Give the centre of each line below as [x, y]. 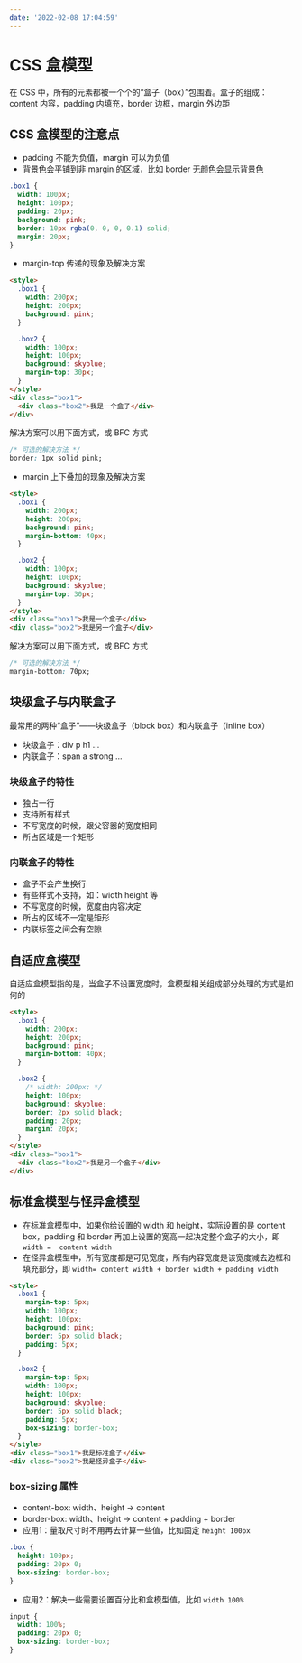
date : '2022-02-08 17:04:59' [64, 18]
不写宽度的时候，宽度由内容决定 [82, 906]
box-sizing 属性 [44, 1486]
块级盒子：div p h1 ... [61, 744]
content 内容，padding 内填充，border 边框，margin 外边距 [120, 103]
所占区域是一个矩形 [58, 836]
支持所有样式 [46, 814]
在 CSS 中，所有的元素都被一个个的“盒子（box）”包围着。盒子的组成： [138, 92]
